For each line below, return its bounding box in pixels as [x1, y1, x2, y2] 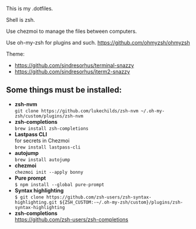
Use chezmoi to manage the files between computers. [6, 28, 137, 35]
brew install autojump [14, 157, 70, 163]
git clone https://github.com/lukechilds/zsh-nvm [14, 108, 139, 114]
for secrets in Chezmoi [14, 137, 70, 144]
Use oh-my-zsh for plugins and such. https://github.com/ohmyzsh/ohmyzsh [6, 39, 190, 46]
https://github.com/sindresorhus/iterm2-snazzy [14, 68, 130, 75]
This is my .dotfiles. [6, 5, 53, 12]
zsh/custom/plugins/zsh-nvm [14, 113, 83, 119]
